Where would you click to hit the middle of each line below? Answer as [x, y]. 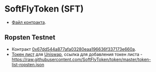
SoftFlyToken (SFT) [44, 9]
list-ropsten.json [28, 64]
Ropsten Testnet [30, 37]
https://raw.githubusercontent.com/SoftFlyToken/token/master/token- [81, 59]
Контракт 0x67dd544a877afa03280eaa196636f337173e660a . [74, 49]
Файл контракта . [29, 22]
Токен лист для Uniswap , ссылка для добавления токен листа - [77, 54]
